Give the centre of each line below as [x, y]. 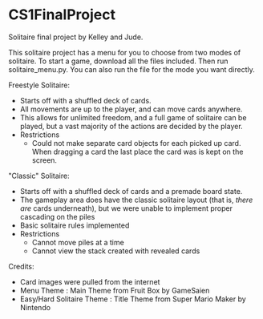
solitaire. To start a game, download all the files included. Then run [118, 61]
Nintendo [35, 307]
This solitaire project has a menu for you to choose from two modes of [125, 52]
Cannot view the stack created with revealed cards [116, 251]
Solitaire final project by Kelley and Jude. [76, 37]
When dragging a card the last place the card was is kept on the [138, 151]
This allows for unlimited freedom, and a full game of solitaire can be [133, 117]
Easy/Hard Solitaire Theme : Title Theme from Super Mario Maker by [133, 299]
